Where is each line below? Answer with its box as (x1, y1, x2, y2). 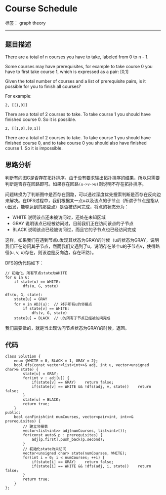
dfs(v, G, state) (31, 310, 68, 315)
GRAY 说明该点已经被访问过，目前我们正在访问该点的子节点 (12, 220, 134, 226)
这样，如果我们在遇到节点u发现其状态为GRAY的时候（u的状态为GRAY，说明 (5, 237, 159, 243)
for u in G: (5, 275, 30, 280)
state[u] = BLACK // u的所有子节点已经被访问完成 (14, 315, 111, 321)
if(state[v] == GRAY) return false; (31, 380, 114, 385)
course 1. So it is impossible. (5, 145, 63, 151)
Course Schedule (5, 3, 78, 14)
